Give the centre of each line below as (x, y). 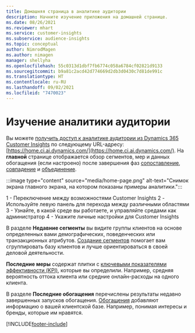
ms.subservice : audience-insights (48, 39)
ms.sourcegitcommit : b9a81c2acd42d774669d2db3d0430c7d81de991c (84, 71)
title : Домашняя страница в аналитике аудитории (66, 11)
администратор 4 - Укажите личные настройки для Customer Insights (93, 216)
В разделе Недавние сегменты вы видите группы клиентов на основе (94, 228)
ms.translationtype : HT (35, 77)
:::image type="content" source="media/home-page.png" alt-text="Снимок (97, 180)
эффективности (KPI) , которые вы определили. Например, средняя (90, 270)
